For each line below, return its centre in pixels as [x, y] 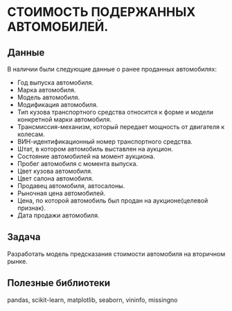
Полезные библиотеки [59, 283]
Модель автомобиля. [48, 97]
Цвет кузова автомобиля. [55, 171]
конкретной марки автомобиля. [64, 119]
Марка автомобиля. [46, 90]
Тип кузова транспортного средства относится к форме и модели [115, 112]
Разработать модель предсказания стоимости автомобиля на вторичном [116, 253]
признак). [32, 208]
